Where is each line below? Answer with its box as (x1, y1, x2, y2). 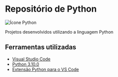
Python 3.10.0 (12, 61, 40, 67)
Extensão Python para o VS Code (12, 66, 79, 72)
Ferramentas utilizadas (5, 43, 77, 52)
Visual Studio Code (12, 56, 51, 62)
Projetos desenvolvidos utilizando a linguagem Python (5, 29, 114, 35)
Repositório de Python (5, 3, 97, 15)
